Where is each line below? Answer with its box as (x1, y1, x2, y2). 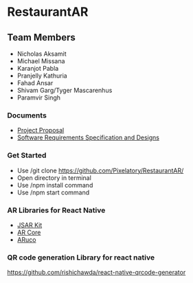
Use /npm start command (16, 188, 90, 196)
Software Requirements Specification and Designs (16, 133, 160, 141)
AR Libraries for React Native (7, 205, 106, 215)
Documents (7, 111, 47, 120)
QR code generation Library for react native (7, 252, 155, 262)
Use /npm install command (16, 181, 93, 189)
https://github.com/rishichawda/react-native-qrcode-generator (7, 269, 186, 277)
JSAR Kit (16, 220, 43, 229)
